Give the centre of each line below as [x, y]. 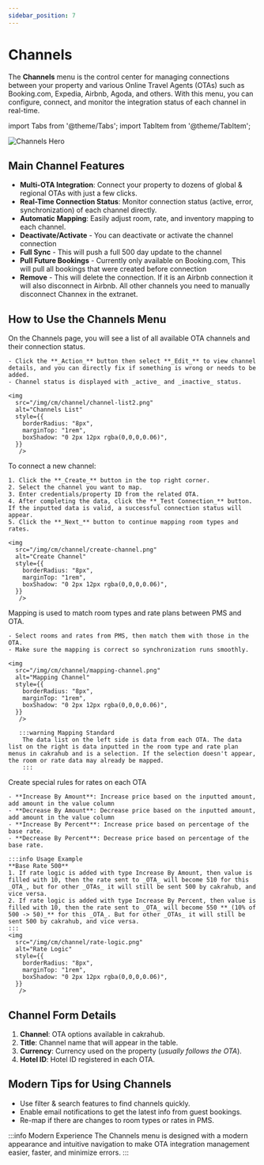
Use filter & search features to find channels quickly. [105, 1103]
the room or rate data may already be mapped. [86, 761]
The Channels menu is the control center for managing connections [119, 77]
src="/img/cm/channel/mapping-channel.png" [88, 671]
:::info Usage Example [45, 859]
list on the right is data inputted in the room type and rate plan [123, 747]
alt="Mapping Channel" [53, 678]
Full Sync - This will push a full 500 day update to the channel [121, 252]
